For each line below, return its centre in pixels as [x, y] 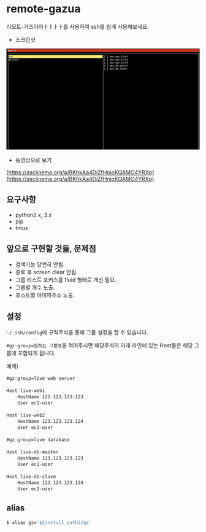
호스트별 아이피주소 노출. [45, 295]
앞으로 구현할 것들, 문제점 [51, 248]
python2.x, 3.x [33, 215]
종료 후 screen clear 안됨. [46, 272]
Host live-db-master [33, 452]
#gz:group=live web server [41, 379]
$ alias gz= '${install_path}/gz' [49, 523]
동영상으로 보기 [33, 160]
